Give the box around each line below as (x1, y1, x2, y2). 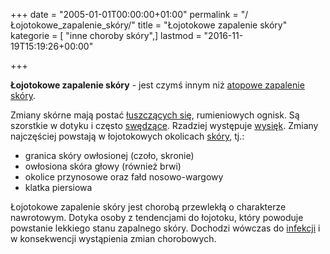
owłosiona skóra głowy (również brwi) (24, 160, 182, 172)
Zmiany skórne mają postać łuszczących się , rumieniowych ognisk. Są (10, 109, 300, 121)
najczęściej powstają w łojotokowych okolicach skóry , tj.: (10, 130, 245, 142)
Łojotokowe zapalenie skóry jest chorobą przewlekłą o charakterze (10, 201, 287, 213)
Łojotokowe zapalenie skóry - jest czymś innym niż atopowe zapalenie (10, 79, 305, 91)
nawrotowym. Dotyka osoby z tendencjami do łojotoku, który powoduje (10, 212, 304, 223)
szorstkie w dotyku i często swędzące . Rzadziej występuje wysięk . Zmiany (10, 120, 319, 131)
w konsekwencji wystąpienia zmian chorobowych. (10, 233, 217, 244)
